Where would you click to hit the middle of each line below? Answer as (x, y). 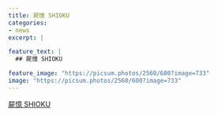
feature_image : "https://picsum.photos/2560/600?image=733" (109, 73)
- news (19, 30)
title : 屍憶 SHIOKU (39, 15)
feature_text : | (35, 52)
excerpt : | (26, 37)
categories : (28, 23)
